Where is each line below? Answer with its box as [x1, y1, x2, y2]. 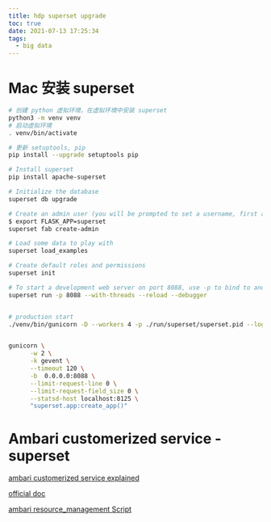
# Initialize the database [8, 187, 99, 196]
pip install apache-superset [8, 173, 106, 182]
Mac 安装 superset [8, 79, 135, 98]
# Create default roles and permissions [8, 262, 147, 270]
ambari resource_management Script [8, 504, 131, 514]
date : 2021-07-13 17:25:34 [8, 27, 99, 35]
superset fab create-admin [8, 225, 99, 233]
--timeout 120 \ [29, 364, 85, 373]
